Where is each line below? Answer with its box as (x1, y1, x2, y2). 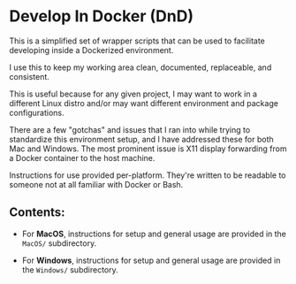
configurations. (9, 107, 65, 118)
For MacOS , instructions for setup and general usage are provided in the (21, 228, 287, 239)
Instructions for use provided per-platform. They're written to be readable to (9, 170, 286, 180)
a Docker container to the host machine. (9, 152, 156, 163)
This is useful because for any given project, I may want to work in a (9, 88, 258, 99)
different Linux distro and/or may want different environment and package (9, 97, 278, 108)
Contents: (9, 205, 65, 220)
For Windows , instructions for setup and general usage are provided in (21, 255, 281, 265)
